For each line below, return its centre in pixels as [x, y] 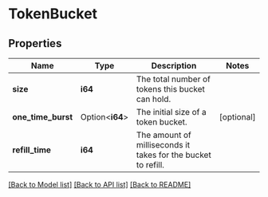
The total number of [173, 79]
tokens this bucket [171, 89]
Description [174, 66]
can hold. [154, 99]
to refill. [150, 165]
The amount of [164, 135]
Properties [35, 43]
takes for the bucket [173, 155]
